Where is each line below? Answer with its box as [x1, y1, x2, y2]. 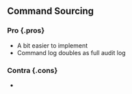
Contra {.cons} [7, 65, 58, 75]
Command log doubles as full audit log [16, 48, 126, 57]
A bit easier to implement [16, 41, 88, 50]
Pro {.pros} [7, 26, 45, 35]
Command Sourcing [7, 5, 94, 17]
